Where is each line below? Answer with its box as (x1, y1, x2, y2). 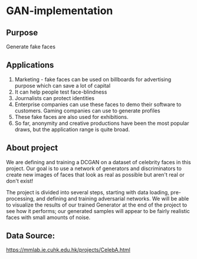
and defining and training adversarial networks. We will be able (36, 195, 189, 202)
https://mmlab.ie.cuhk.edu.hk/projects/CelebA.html (6, 246, 131, 254)
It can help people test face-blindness (14, 88, 107, 95)
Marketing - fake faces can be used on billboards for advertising (14, 75, 172, 83)
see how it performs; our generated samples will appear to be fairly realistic (6, 207, 191, 214)
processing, (6, 195, 35, 202)
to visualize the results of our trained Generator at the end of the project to (6, 201, 188, 208)
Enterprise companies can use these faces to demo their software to (14, 101, 182, 108)
